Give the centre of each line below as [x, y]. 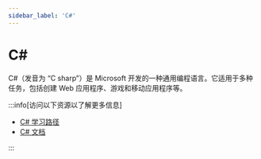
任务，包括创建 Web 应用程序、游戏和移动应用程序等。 [98, 87]
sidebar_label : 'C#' [42, 16]
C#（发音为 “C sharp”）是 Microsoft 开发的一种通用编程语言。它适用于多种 [131, 78]
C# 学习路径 [39, 122]
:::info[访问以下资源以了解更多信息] [65, 105]
